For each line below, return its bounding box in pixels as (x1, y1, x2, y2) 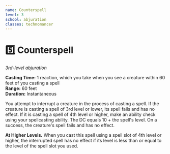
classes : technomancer (5, 21, 53, 27)
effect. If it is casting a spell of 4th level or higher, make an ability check (5, 111, 156, 117)
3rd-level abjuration (5, 65, 47, 71)
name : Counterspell (5, 7, 47, 13)
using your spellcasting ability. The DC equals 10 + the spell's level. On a (5, 117, 157, 123)
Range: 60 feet (5, 85, 37, 91)
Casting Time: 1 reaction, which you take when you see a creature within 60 (5, 75, 165, 81)
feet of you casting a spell (5, 80, 60, 86)
